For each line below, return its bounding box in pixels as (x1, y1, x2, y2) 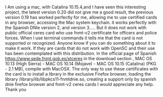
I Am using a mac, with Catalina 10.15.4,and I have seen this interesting (5, 4, 146, 10)
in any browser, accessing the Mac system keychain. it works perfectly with (5, 19, 157, 25)
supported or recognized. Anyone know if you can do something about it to (5, 40, 156, 46)
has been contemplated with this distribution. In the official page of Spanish (5, 50, 157, 56)
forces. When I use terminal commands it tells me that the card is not (5, 35, 143, 41)
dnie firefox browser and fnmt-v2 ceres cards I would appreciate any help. (5, 81, 154, 87)
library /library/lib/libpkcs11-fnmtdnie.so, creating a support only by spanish (5, 76, 157, 82)
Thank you (5, 87, 27, 92)
